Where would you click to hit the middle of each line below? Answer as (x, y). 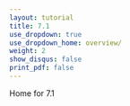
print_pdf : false (42, 68)
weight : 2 (28, 51)
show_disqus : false (46, 59)
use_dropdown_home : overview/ (66, 43)
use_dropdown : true (46, 34)
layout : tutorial (42, 18)
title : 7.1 (30, 26)
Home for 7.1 (32, 93)
